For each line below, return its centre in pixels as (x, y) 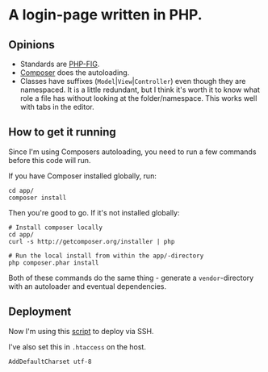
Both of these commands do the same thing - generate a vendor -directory (131, 278)
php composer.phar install (54, 263)
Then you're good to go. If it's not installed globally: (94, 212)
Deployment (40, 312)
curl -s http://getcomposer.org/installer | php (92, 241)
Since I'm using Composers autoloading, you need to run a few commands (132, 152)
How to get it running (63, 132)
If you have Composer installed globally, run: (83, 176)
